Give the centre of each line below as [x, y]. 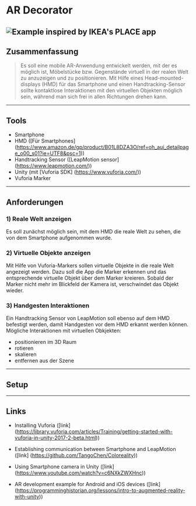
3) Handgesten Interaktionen [48, 306]
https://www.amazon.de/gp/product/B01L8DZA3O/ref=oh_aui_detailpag [103, 147]
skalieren [25, 354]
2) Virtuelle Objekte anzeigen [48, 253]
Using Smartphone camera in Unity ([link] [64, 467]
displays [30, 84]
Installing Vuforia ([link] [43, 425]
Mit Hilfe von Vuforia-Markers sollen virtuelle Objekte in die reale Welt [90, 266]
